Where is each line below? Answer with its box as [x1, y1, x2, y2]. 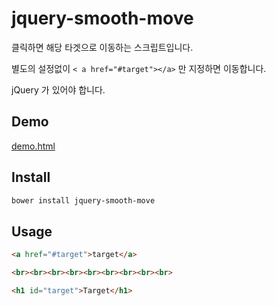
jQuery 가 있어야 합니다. [11, 83, 106, 96]
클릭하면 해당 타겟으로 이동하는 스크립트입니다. [11, 41, 194, 53]
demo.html [11, 140, 56, 152]
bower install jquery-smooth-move [11, 195, 156, 206]
